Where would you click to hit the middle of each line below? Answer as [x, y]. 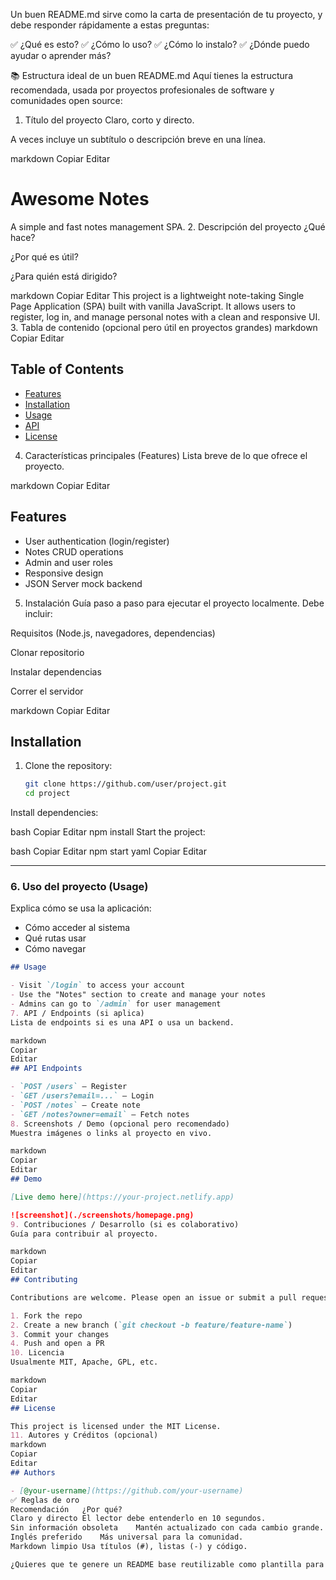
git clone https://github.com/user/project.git [125, 784]
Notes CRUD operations [74, 551]
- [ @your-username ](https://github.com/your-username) [127, 1490]
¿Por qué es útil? [44, 256]
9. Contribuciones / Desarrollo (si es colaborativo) [125, 1224]
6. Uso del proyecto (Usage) [79, 887]
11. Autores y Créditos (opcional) [84, 1435]
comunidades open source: [66, 100]
